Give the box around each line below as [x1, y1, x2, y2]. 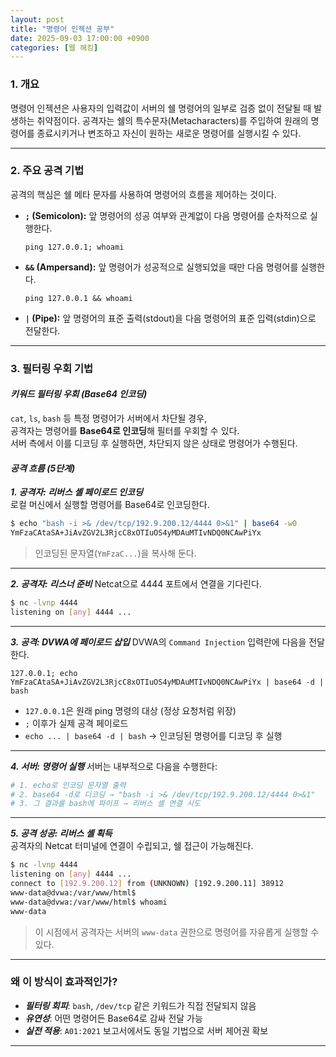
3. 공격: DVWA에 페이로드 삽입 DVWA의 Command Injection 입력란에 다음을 [10, 636, 307, 648]
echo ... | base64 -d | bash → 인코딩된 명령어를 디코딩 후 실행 [24, 729, 283, 741]
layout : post [10, 14, 65, 25]
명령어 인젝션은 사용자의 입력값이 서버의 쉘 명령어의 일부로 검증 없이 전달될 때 [10, 102, 312, 114]
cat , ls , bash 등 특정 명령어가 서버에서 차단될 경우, [10, 412, 208, 424]
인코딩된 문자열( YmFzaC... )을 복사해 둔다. [34, 547, 197, 559]
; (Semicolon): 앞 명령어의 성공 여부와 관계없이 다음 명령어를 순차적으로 [24, 209, 308, 221]
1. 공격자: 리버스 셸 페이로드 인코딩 [10, 486, 143, 498]
